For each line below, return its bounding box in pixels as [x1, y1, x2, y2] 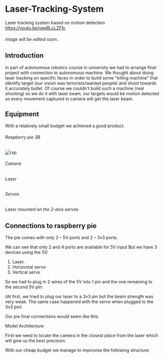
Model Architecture [5, 323, 44, 329]
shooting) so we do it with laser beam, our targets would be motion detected [5, 90, 159, 96]
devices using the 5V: [5, 249, 49, 255]
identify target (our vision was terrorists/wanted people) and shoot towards [5, 80, 157, 86]
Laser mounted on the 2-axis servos [5, 206, 79, 212]
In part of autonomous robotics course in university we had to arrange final [5, 64, 157, 70]
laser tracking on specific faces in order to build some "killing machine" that [5, 75, 158, 81]
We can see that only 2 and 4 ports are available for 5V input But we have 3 [5, 244, 158, 250]
